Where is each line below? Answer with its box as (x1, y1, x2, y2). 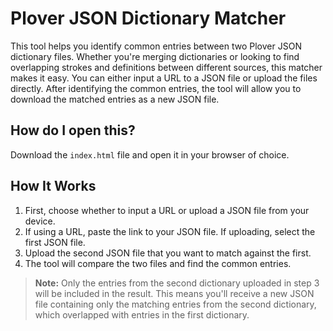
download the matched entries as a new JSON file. (10, 93, 220, 105)
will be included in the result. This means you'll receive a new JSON (34, 287, 315, 299)
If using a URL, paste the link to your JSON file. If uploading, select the (24, 225, 316, 237)
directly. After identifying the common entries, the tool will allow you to (10, 82, 302, 94)
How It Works (10, 178, 97, 195)
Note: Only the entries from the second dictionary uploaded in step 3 (34, 277, 320, 289)
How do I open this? (10, 122, 136, 139)
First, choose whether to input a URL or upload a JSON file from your (24, 204, 310, 216)
